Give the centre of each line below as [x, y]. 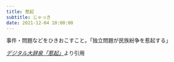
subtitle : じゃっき [29, 17]
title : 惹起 [20, 12]
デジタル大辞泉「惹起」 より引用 [45, 53]
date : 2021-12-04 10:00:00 [40, 23]
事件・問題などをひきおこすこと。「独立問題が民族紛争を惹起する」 [89, 41]
